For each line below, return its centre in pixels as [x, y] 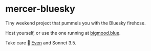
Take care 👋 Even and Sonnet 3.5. [41, 43]
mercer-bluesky [40, 9]
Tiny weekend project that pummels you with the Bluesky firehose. [75, 23]
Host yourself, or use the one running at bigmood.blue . [63, 33]
